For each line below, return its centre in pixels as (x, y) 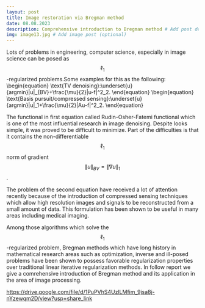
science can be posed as (38, 59)
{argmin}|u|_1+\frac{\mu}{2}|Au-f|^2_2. (55, 105)
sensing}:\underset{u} (114, 98)
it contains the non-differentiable (48, 136)
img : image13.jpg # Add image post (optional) (67, 35)
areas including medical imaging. (48, 215)
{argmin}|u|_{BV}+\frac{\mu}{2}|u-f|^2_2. (59, 92)
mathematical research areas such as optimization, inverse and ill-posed (98, 254)
